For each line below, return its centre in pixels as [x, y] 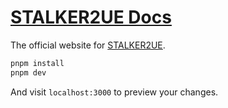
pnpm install [37, 63]
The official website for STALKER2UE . [88, 45]
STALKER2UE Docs [91, 17]
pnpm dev [28, 72]
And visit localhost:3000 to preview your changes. [114, 92]
